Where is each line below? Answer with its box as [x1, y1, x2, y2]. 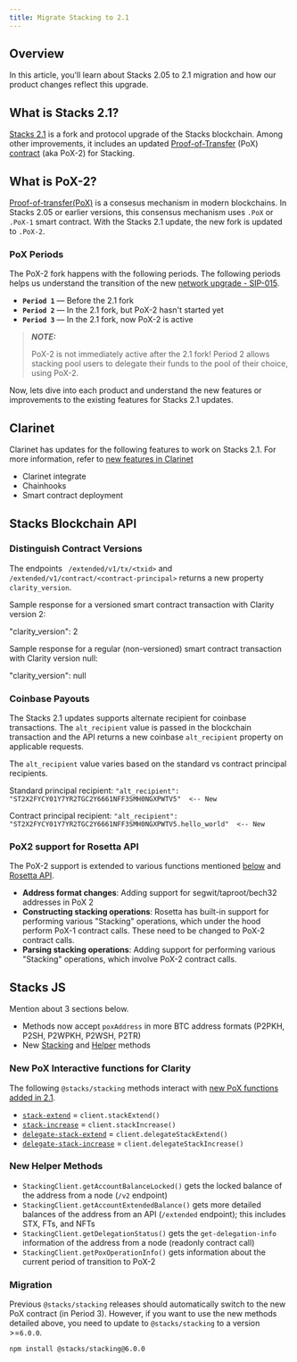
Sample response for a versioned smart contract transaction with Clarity [9, 599, 275, 610]
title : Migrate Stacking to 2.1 [9, 13, 129, 22]
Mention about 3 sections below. [9, 1004, 129, 1015]
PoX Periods [9, 247, 64, 260]
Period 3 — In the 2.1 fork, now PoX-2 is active [21, 314, 194, 325]
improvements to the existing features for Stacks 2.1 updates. [9, 395, 234, 405]
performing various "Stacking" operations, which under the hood [21, 916, 261, 927]
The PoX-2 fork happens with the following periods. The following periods [9, 269, 281, 280]
